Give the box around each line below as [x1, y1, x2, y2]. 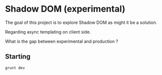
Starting [5, 53, 31, 61]
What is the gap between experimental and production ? [5, 38, 118, 44]
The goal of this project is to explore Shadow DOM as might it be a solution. [5, 19, 158, 25]
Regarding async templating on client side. [5, 29, 91, 35]
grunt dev [5, 65, 25, 70]
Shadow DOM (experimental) [5, 3, 126, 15]
